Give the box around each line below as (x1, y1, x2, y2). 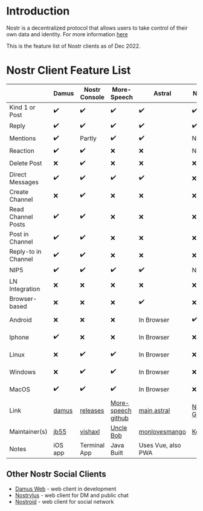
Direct (9, 170, 27, 179)
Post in (9, 230, 29, 238)
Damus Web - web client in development (14, 485, 117, 492)
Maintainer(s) (9, 427, 48, 435)
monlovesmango (138, 427, 186, 435)
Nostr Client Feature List (6, 63, 131, 77)
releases (80, 406, 105, 414)
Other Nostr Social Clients (6, 469, 107, 480)
